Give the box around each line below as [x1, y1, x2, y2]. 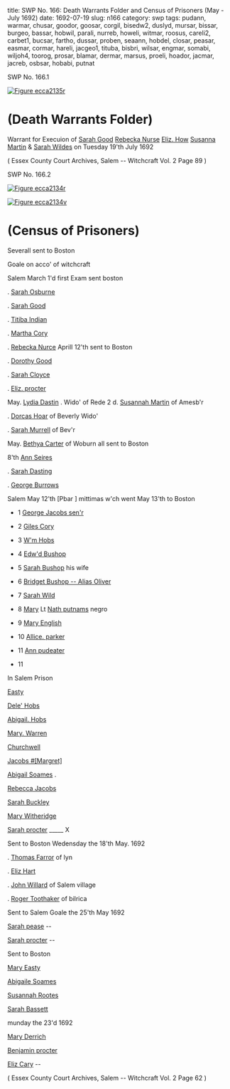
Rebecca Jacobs [7, 784, 57, 792]
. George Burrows [7, 480, 59, 489]
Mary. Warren [7, 729, 48, 737]
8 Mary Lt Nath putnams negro [17, 604, 108, 613]
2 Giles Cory [17, 522, 55, 530]
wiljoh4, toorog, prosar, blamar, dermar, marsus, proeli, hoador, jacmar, [7, 51, 214, 60]
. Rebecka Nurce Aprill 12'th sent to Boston [7, 342, 133, 351]
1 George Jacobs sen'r [17, 508, 84, 517]
